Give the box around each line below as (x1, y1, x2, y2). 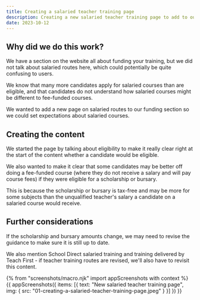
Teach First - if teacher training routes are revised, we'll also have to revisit (6, 257, 189, 264)
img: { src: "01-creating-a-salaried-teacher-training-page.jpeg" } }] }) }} (6, 287, 182, 294)
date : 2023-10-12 (6, 20, 49, 26)
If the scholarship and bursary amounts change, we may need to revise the (6, 232, 190, 239)
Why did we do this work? (6, 42, 104, 52)
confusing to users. (6, 70, 54, 77)
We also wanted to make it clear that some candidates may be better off (6, 163, 183, 170)
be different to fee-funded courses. (6, 94, 93, 102)
